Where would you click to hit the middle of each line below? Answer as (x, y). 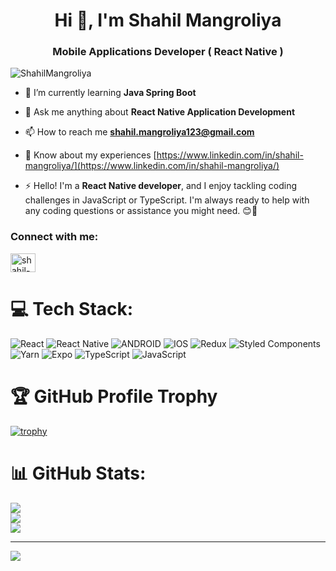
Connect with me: (54, 237)
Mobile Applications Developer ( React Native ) (168, 52)
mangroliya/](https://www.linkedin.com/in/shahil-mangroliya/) (152, 166)
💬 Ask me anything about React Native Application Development (160, 112)
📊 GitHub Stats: (78, 473)
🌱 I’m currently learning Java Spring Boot (110, 93)
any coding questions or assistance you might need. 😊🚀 (141, 211)
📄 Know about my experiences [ (90, 155)
